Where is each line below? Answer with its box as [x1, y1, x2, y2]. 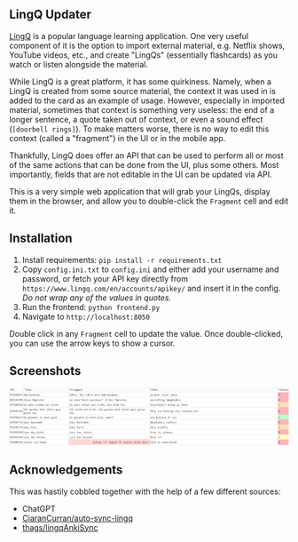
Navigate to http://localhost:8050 [21, 311, 151, 322]
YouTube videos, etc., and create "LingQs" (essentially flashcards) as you [9, 49, 278, 60]
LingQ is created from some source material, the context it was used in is [9, 85, 277, 96]
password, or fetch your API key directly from [21, 273, 189, 283]
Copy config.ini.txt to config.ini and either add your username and [21, 264, 279, 275]
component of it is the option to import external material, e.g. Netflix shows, [9, 40, 286, 51]
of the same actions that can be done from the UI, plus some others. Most [9, 159, 279, 170]
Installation [9, 231, 73, 246]
